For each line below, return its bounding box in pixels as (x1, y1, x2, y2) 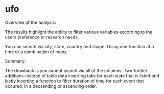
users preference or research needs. (5, 34, 79, 40)
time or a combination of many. (5, 49, 68, 55)
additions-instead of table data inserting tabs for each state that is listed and (5, 73, 160, 78)
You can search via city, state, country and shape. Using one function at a (5, 43, 154, 49)
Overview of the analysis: (5, 19, 56, 25)
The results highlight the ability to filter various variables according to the (5, 29, 153, 35)
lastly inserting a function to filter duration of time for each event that (5, 78, 144, 84)
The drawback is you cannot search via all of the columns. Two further (5, 67, 148, 74)
